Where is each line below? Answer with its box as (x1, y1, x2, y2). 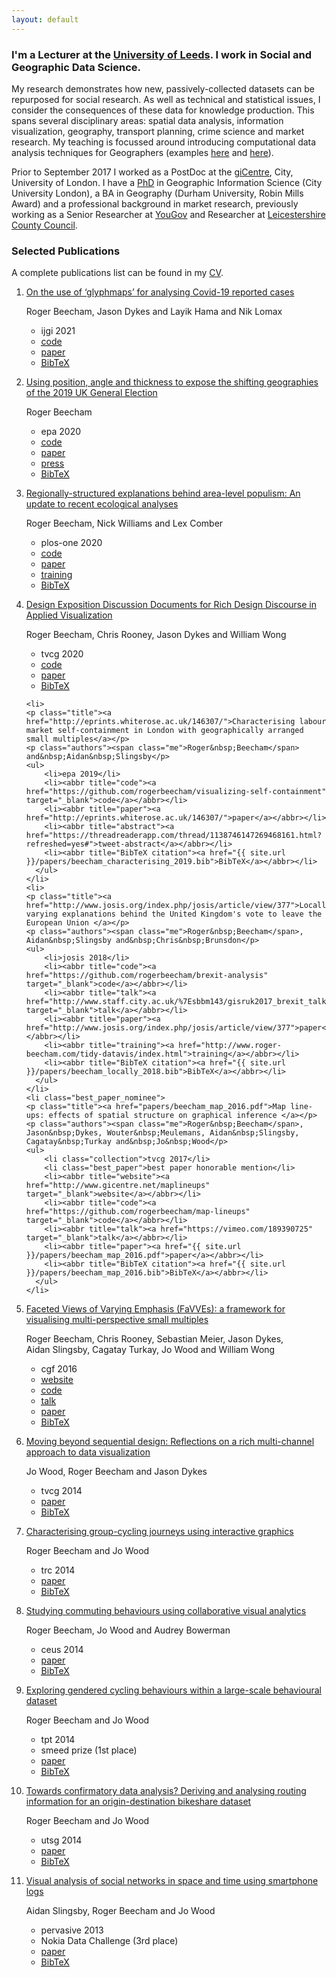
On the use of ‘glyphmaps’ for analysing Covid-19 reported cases (25, 286, 295, 298)
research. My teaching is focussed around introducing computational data (11, 136, 317, 148)
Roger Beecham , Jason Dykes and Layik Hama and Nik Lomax (25, 306, 283, 318)
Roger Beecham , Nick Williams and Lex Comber (25, 517, 224, 530)
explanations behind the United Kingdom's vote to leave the (62, 909, 323, 920)
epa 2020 (40, 426, 82, 438)
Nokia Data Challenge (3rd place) (40, 1935, 179, 1947)
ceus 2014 (40, 1644, 84, 1656)
